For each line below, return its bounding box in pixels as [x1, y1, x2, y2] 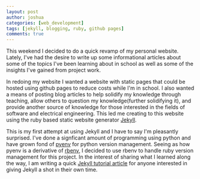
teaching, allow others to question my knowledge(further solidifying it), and [6, 97, 192, 105]
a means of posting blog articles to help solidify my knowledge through [6, 91, 181, 98]
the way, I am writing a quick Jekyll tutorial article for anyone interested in [6, 160, 188, 167]
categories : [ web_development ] [6, 20, 84, 26]
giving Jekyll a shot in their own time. [6, 166, 98, 174]
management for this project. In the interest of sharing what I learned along [6, 153, 191, 160]
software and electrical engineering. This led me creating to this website [6, 110, 184, 117]
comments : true [6, 31, 44, 37]
